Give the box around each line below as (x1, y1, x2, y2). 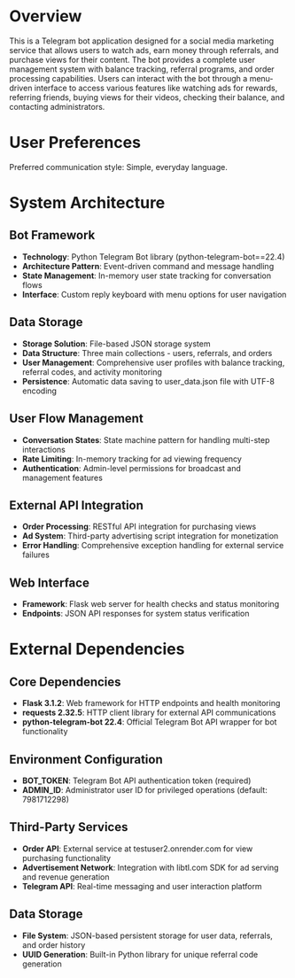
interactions (21, 444, 66, 454)
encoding (21, 385, 58, 396)
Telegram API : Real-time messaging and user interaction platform (21, 881, 263, 891)
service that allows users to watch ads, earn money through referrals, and (9, 44, 279, 55)
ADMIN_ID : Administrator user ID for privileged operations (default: (21, 784, 268, 795)
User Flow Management (9, 411, 144, 426)
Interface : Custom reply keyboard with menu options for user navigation (21, 289, 287, 299)
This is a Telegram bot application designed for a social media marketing (9, 35, 275, 46)
